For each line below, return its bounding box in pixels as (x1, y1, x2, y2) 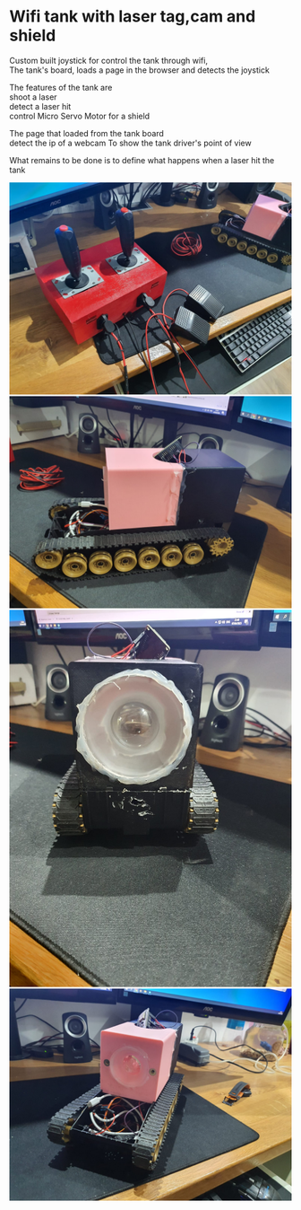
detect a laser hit (9, 101, 72, 111)
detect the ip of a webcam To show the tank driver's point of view (9, 137, 253, 148)
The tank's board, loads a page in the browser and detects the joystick (9, 65, 271, 75)
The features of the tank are (9, 82, 113, 92)
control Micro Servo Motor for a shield (9, 110, 150, 121)
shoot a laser (9, 92, 57, 102)
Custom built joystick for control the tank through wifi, (9, 55, 209, 66)
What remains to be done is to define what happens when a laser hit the (9, 154, 275, 165)
